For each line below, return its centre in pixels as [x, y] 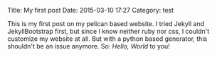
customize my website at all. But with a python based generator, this [107, 39]
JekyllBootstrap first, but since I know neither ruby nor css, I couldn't [108, 31]
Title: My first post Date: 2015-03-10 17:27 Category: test [91, 10]
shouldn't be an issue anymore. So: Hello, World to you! [89, 46]
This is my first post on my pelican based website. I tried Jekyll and [106, 24]
